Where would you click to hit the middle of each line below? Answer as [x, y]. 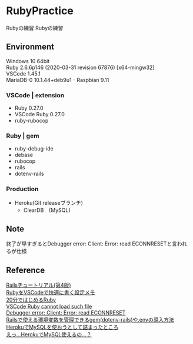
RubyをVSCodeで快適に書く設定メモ [51, 293]
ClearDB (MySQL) [47, 210]
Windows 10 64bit [28, 61]
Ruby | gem [23, 136]
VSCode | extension [35, 95]
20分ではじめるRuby [31, 300]
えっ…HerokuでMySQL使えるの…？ [49, 335]
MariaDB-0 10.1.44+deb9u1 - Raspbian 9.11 [58, 80]
